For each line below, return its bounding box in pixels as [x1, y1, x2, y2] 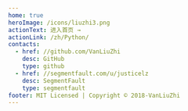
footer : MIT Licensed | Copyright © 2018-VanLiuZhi [8, 91, 180, 99]
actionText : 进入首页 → [8, 26, 81, 34]
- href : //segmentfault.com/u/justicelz [15, 70, 149, 77]
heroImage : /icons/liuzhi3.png [8, 19, 110, 27]
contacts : [8, 41, 41, 48]
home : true [8, 11, 44, 20]
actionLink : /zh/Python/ [8, 33, 89, 41]
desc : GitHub [22, 55, 65, 63]
